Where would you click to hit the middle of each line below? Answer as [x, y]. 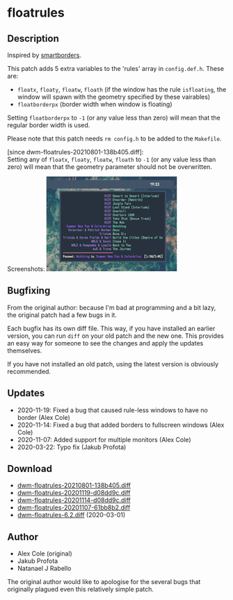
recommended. [29, 371]
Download [30, 469]
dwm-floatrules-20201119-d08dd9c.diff [74, 493]
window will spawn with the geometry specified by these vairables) [114, 97]
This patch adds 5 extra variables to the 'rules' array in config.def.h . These [116, 68]
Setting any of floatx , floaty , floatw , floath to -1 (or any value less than [112, 159]
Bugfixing [29, 291]
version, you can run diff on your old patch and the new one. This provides [115, 336]
